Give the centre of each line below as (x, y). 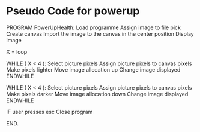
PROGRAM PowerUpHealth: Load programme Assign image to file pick (94, 27)
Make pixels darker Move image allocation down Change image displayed (97, 94)
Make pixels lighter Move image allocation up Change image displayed (93, 69)
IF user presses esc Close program (50, 112)
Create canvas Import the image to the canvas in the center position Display (100, 33)
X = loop (17, 51)
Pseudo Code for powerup (73, 11)
